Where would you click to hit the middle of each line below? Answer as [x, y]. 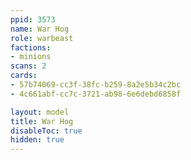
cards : [24, 76]
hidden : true [37, 140]
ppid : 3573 [33, 19]
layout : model [40, 112]
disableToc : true [46, 131]
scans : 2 [28, 66]
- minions [31, 57]
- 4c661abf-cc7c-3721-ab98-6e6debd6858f [96, 94]
